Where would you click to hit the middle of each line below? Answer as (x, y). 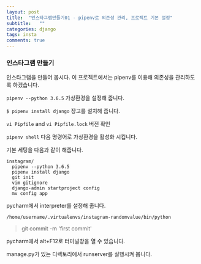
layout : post (23, 12)
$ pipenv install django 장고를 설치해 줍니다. (63, 111)
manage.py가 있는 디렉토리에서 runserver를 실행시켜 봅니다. (79, 254)
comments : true (26, 40)
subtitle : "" (26, 23)
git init (23, 178)
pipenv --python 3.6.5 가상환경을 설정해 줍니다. (65, 98)
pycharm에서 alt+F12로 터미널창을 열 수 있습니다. (66, 241)
